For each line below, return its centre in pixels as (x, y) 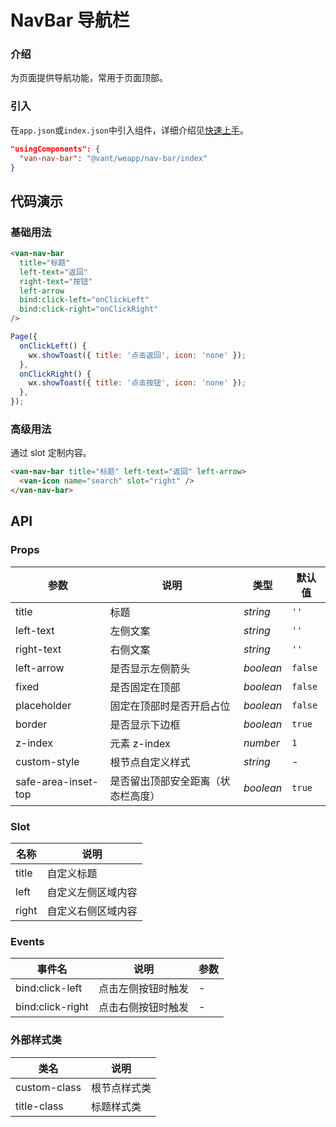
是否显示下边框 (145, 724)
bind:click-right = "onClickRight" (89, 309)
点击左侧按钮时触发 (143, 989)
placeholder (43, 705)
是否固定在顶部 (145, 687)
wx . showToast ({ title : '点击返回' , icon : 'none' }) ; (137, 355)
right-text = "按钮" (56, 281)
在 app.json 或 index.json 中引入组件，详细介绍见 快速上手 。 (129, 130)
